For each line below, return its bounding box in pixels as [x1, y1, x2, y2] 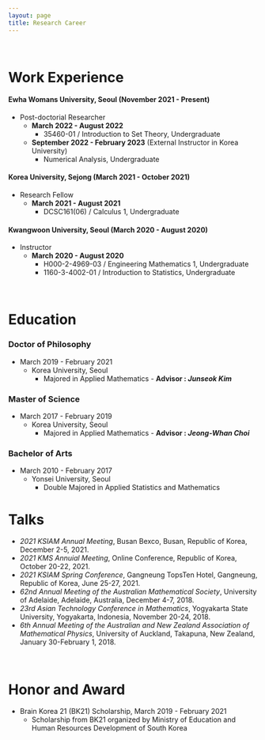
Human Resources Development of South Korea [31, 723, 187, 733]
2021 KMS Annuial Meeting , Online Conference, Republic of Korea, [19, 553, 237, 563]
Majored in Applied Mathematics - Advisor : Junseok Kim [43, 373, 232, 383]
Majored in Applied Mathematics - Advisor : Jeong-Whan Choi [43, 429, 250, 438]
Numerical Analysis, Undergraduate [43, 154, 160, 164]
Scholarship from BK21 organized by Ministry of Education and [31, 715, 236, 724]
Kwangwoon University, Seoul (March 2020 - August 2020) [8, 225, 208, 234]
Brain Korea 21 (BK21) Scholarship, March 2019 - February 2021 [19, 707, 227, 716]
